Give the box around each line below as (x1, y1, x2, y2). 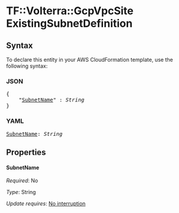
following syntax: (6, 62, 48, 69)
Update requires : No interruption (6, 200, 86, 207)
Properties (6, 147, 46, 157)
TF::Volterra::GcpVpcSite (6, 4, 134, 18)
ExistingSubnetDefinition (6, 17, 133, 30)
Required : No (6, 177, 39, 185)
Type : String (6, 189, 36, 196)
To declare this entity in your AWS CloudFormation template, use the (6, 56, 173, 63)
